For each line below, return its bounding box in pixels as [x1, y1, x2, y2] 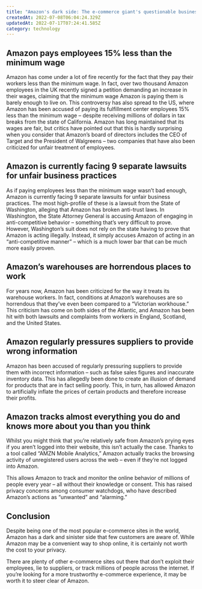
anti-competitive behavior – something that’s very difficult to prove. [6, 218, 173, 226]
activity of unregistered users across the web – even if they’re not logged [6, 456, 188, 464]
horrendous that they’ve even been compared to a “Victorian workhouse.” [6, 300, 189, 307]
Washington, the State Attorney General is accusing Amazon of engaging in [6, 212, 193, 219]
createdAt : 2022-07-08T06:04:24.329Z [6, 14, 101, 20]
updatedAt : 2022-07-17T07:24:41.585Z [6, 20, 101, 26]
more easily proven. [6, 244, 55, 251]
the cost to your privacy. [6, 546, 67, 553]
